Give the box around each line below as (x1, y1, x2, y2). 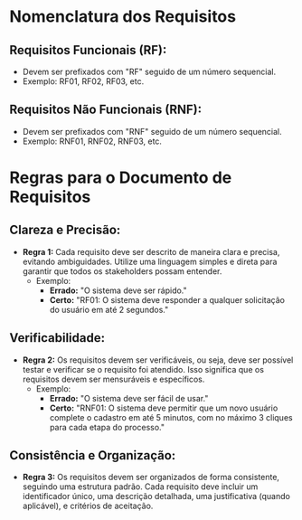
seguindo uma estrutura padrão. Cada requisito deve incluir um (22, 481, 259, 492)
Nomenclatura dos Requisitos (9, 6, 237, 27)
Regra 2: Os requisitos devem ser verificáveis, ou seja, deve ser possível (22, 355, 294, 365)
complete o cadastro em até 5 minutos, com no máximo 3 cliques (49, 411, 293, 422)
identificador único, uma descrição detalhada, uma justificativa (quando (22, 491, 291, 502)
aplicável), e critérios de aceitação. (22, 500, 154, 512)
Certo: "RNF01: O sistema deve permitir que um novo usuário (49, 402, 278, 413)
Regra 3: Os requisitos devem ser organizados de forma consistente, (22, 472, 280, 483)
